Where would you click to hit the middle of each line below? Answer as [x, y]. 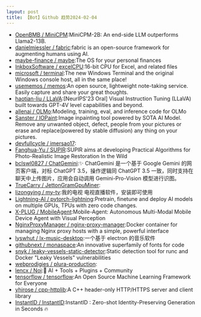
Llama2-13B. [30, 41]
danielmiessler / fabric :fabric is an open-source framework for [92, 47]
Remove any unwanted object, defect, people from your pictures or [98, 124]
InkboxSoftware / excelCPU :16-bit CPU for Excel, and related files [96, 66]
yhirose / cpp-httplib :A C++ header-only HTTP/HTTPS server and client [104, 289]
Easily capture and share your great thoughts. [72, 92]
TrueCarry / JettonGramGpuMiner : [58, 185]
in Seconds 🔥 [32, 309]
